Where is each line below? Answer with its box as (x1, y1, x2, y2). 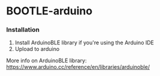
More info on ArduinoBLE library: (6, 57, 87, 64)
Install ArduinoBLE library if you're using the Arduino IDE (14, 39, 155, 46)
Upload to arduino (14, 45, 60, 53)
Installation (6, 26, 40, 34)
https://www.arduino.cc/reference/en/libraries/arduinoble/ (6, 63, 150, 71)
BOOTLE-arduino (6, 4, 93, 18)
